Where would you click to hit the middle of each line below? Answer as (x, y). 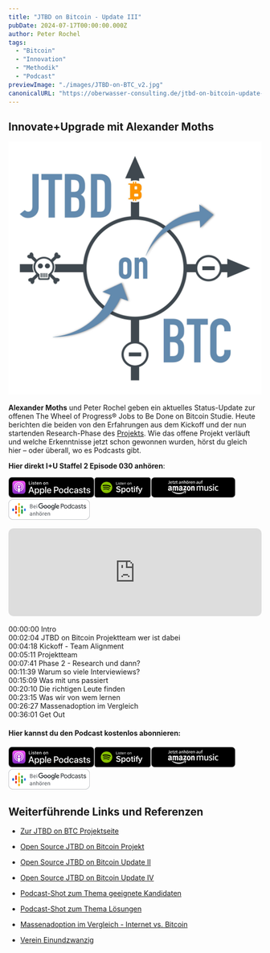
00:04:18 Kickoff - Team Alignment (66, 646)
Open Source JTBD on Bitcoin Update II (85, 862)
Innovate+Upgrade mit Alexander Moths (111, 127)
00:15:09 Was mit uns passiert (58, 681)
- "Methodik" (37, 68)
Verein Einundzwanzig (57, 940)
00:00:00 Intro (33, 629)
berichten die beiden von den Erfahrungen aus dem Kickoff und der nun (127, 425)
